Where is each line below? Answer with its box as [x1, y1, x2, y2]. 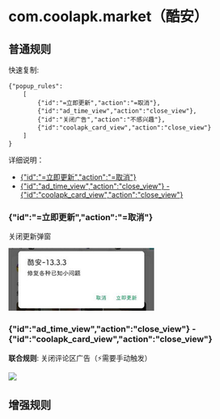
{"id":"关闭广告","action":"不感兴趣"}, [37, 116, 166, 124]
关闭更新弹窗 [8, 231, 51, 241]
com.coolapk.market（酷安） [8, 7, 209, 26]
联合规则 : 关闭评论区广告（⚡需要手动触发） [8, 353, 152, 362]
